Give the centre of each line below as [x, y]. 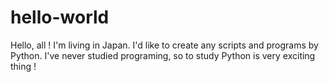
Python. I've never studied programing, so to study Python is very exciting [163, 55]
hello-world [60, 17]
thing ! [23, 66]
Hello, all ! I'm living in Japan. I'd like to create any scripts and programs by [164, 45]
